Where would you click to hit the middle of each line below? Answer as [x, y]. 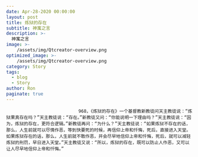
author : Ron [21, 89]
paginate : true [25, 94]
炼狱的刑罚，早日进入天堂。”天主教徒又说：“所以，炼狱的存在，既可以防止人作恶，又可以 [98, 142]
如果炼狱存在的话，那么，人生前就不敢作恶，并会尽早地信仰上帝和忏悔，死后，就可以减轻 [98, 136]
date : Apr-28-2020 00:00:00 [41, 12]
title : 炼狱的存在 [27, 22]
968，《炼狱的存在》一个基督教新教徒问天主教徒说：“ [133, 111]
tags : [13, 72]
